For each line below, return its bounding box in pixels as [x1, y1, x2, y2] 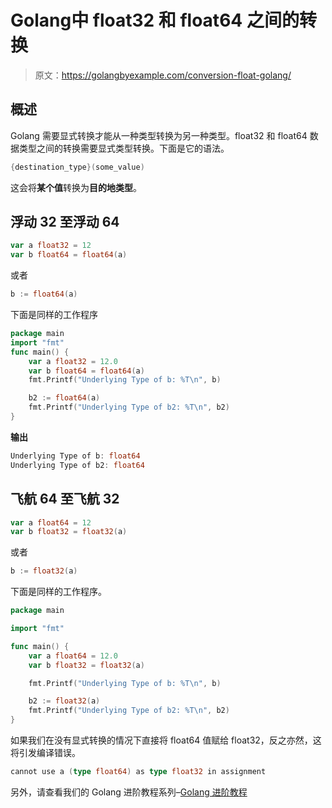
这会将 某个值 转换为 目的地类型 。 [10, 181, 142, 193]
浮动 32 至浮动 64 [10, 214, 120, 231]
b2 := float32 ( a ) [28, 696, 101, 706]
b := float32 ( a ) [10, 566, 78, 576]
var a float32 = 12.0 [28, 356, 118, 366]
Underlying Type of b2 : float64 [10, 460, 145, 470]
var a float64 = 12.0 [28, 651, 118, 661]
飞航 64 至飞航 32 [10, 491, 120, 508]
